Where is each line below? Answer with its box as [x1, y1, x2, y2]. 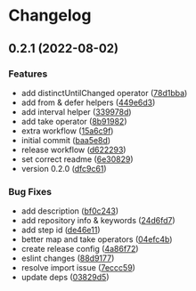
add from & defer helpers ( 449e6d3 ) [20, 97, 156, 108]
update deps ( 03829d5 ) [20, 272, 110, 283]
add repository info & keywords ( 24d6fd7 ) [20, 215, 176, 226]
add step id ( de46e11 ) [20, 224, 101, 236]
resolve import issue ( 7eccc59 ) [20, 263, 135, 273]
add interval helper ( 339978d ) [20, 106, 132, 117]
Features [8, 68, 48, 80]
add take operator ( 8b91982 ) [20, 116, 127, 126]
